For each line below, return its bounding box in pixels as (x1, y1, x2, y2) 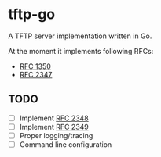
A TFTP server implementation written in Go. (8, 31, 152, 41)
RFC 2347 (19, 70, 53, 79)
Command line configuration (19, 139, 112, 149)
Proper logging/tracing (19, 130, 93, 140)
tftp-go (8, 5, 56, 23)
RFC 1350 (19, 61, 51, 71)
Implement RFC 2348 (19, 113, 89, 123)
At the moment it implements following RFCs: (8, 46, 154, 55)
